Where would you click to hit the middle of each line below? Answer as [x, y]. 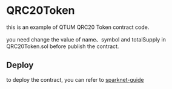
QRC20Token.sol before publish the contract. [63, 46]
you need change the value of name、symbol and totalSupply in [86, 39]
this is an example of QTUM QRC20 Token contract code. [78, 27]
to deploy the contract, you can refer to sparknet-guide [75, 79]
